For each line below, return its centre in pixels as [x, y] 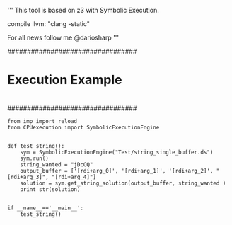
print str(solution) [50, 190]
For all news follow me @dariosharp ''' [63, 37]
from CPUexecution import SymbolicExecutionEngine [83, 128]
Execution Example [65, 80]
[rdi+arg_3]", [28, 177]
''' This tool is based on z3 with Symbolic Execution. [83, 10]
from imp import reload [42, 122]
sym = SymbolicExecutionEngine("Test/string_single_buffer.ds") [117, 152]
